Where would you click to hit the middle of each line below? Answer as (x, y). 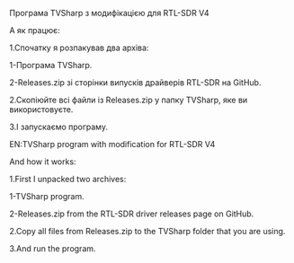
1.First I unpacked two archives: (68, 179)
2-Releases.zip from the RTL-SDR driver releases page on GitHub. (132, 214)
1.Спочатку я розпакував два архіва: (79, 48)
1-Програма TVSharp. (51, 65)
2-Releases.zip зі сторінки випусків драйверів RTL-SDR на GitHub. (135, 83)
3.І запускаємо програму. (58, 127)
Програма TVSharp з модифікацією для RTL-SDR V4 (109, 13)
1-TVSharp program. (47, 196)
